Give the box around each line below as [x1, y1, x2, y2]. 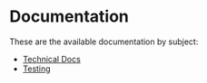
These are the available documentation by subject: [9, 36, 199, 47]
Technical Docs [22, 53, 82, 64]
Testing [22, 63, 52, 74]
